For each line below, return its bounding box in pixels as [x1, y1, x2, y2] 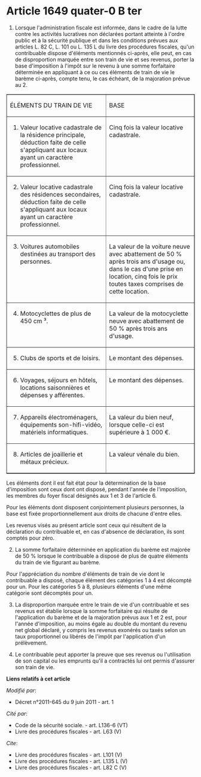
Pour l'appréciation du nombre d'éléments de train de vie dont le [6, 570, 165, 578]
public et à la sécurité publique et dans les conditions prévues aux [14, 37, 178, 44]
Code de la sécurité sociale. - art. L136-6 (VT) [14, 721, 129, 728]
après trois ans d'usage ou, [109, 257, 185, 265]
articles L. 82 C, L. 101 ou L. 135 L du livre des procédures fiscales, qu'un [14, 43, 194, 50]
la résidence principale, [20, 131, 86, 139]
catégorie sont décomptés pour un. [6, 589, 93, 597]
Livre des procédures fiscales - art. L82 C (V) [14, 764, 127, 771]
